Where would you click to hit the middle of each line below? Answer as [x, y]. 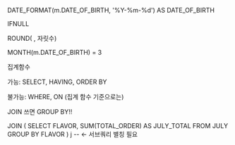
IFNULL [18, 24]
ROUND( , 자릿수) [32, 38]
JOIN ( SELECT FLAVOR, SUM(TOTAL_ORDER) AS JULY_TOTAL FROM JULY [117, 126]
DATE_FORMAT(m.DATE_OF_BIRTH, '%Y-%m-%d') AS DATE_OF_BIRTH [111, 10]
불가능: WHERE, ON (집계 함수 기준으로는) [66, 97]
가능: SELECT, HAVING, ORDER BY [57, 82]
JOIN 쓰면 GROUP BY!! [40, 112]
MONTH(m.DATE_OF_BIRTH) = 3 [55, 52]
